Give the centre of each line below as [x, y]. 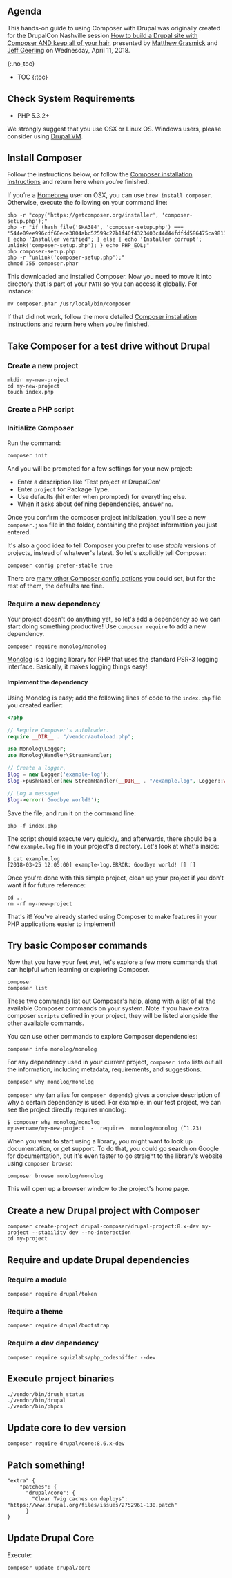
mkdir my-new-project [38, 380]
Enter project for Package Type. [63, 489]
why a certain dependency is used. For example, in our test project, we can [114, 1103]
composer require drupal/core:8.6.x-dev [66, 1444]
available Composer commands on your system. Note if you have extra [108, 1008]
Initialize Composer [40, 428]
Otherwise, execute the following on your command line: [87, 203]
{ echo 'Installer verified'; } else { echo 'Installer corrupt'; [105, 239]
